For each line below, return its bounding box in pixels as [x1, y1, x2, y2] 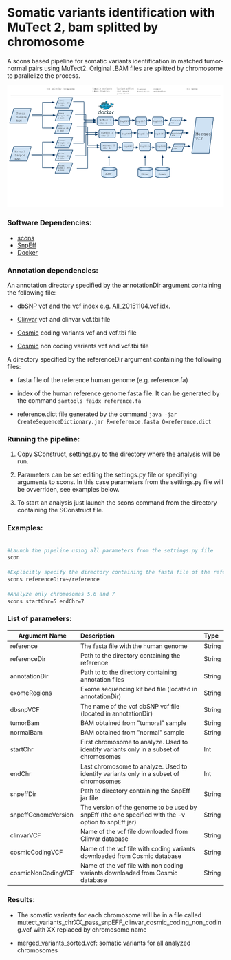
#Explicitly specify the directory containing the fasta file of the [7, 569, 211, 576]
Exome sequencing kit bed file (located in [80, 685, 198, 693]
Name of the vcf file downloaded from [80, 828, 188, 836]
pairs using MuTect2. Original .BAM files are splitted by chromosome [28, 64, 223, 72]
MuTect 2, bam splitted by [7, 19, 159, 35]
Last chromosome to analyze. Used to [80, 762, 188, 771]
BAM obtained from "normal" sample [80, 729, 185, 737]
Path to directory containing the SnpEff [80, 786, 190, 795]
